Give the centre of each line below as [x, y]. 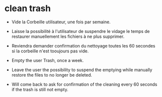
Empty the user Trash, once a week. [48, 60]
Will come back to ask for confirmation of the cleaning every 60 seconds [84, 84]
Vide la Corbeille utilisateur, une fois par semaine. [61, 22]
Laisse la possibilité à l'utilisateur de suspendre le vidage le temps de [81, 31]
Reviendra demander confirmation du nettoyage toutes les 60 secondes [83, 46]
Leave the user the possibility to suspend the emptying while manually [82, 70]
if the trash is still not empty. [40, 89]
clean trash [28, 8]
